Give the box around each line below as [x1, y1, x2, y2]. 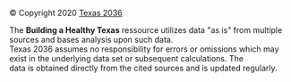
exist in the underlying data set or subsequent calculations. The [9, 53, 244, 63]
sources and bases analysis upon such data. [9, 35, 174, 45]
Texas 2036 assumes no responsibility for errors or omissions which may [9, 44, 279, 54]
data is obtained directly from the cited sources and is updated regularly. [9, 62, 278, 73]
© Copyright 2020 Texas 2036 [9, 8, 123, 18]
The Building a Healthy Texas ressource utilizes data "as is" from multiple [9, 25, 283, 35]
